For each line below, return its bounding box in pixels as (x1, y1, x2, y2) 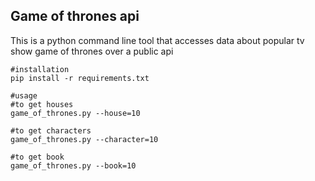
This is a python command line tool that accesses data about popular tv (10, 34, 305, 46)
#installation (10, 64, 70, 74)
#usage (10, 90, 38, 101)
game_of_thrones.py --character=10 (10, 134, 159, 144)
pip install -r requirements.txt (10, 73, 150, 83)
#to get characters (10, 125, 92, 136)
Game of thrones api (10, 8, 140, 25)
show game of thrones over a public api (10, 45, 174, 57)
